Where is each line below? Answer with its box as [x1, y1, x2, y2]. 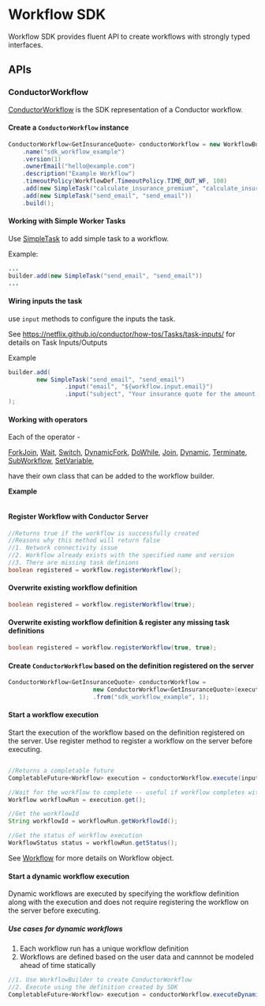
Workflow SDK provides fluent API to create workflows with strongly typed [8, 32, 251, 41]
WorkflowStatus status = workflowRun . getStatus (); [8, 839, 178, 847]
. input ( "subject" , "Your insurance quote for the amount [64, 390, 256, 399]
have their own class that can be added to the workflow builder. [8, 471, 215, 481]
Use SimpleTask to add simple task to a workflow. [8, 233, 170, 243]
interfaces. [8, 40, 43, 49]
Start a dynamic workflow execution [8, 872, 130, 881]
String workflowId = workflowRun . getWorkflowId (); [8, 817, 178, 826]
